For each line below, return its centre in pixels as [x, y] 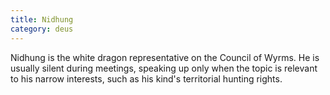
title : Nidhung [42, 19]
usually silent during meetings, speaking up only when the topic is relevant [164, 68]
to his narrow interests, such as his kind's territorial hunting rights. [146, 78]
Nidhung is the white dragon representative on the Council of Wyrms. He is [165, 57]
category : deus [42, 29]
